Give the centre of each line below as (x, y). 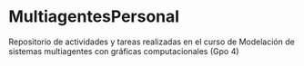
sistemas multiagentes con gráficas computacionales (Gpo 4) (124, 51)
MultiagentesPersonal (94, 17)
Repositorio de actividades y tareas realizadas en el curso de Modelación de (152, 42)
